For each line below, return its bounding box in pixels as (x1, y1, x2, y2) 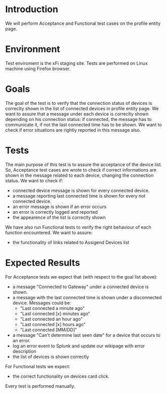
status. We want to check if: (5, 177, 63, 183)
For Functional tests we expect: (5, 363, 71, 369)
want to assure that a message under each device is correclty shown (5, 110, 149, 117)
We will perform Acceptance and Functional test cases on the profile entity (5, 20, 161, 26)
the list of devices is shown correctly (12, 353, 89, 360)
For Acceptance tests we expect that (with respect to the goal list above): (5, 273, 158, 280)
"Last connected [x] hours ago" (20, 321, 86, 327)
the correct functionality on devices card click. (12, 373, 109, 379)
